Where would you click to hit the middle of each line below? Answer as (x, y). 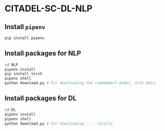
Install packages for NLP (43, 53)
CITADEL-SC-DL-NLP (49, 9)
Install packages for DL (41, 98)
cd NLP (11, 65)
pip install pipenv (25, 38)
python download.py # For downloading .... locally (59, 124)
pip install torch (23, 74)
